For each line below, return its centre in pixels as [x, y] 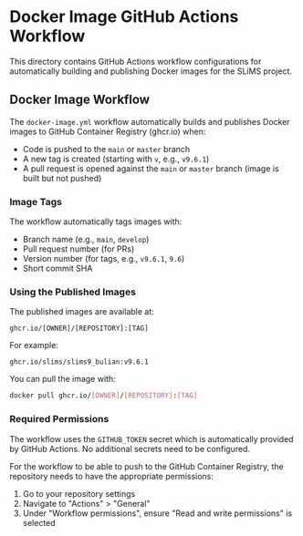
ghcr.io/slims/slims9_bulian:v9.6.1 [79, 362]
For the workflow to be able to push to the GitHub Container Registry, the [147, 466]
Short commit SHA [57, 268]
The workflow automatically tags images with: [96, 222]
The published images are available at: [82, 312]
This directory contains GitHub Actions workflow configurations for [136, 61]
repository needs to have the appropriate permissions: [112, 476]
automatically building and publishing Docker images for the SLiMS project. [151, 71]
